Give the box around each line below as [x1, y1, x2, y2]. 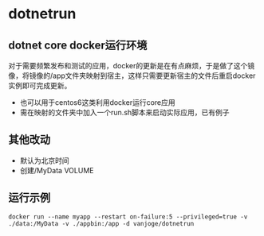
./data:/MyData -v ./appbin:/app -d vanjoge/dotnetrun [8, 219, 195, 227]
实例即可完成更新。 [8, 81, 72, 90]
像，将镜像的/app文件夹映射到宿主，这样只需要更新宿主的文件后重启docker [8, 71, 256, 80]
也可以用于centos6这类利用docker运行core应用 [19, 98, 175, 107]
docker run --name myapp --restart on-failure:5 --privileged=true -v [8, 212, 248, 221]
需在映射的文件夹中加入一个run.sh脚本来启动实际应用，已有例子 [19, 108, 230, 117]
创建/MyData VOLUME [19, 165, 94, 175]
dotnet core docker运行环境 [8, 38, 148, 52]
